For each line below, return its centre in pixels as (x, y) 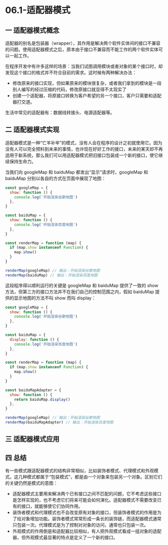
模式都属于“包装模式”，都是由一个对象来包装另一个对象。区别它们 (94, 477)
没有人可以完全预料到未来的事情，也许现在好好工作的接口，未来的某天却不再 (84, 149)
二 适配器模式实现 (32, 130)
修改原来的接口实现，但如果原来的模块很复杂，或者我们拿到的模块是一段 (87, 83)
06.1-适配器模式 (38, 10)
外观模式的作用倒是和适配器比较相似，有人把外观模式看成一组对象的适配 (87, 531)
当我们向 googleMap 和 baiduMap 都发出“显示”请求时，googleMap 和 (77, 172)
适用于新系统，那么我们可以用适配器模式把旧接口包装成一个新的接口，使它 (82, 155)
